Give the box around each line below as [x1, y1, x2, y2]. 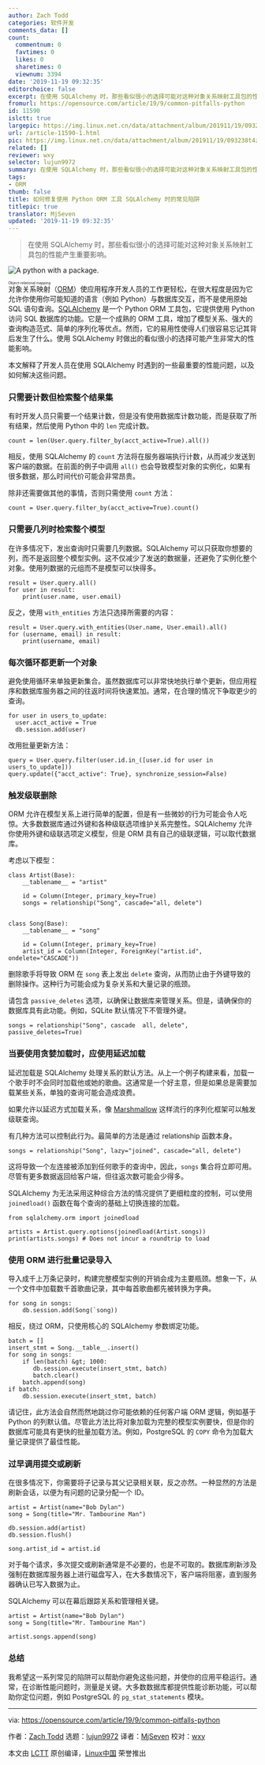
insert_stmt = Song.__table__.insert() [8, 1344, 140, 1352]
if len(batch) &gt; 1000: [22, 1357, 108, 1365]
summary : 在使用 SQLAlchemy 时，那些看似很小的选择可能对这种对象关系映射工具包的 [8, 166, 253, 174]
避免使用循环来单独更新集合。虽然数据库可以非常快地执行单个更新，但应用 [8, 676, 250, 686]
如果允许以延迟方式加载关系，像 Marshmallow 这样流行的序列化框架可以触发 [8, 1104, 256, 1114]
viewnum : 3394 [15, 70, 62, 78]
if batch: [8, 1385, 41, 1393]
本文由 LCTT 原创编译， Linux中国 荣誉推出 [8, 1748, 147, 1758]
